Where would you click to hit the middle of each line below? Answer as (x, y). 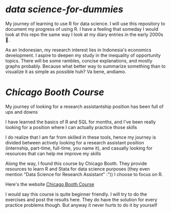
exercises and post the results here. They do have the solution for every (81, 199)
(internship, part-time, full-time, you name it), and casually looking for (79, 148)
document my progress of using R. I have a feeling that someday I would (82, 29)
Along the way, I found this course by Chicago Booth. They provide (76, 163)
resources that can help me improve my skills (53, 153)
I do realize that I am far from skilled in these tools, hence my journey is (81, 137)
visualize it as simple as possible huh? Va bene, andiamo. (66, 71)
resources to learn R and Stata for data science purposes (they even (78, 169)
